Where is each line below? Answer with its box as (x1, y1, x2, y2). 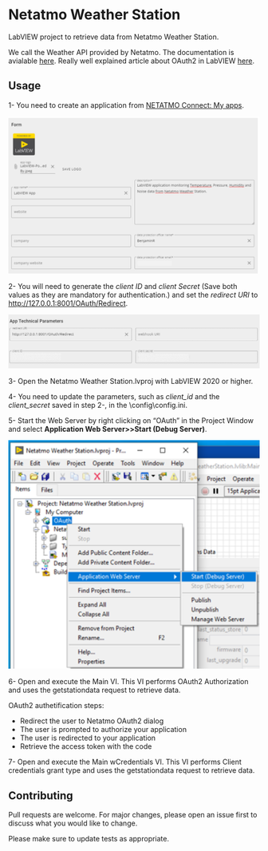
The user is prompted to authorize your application (19, 725, 187, 734)
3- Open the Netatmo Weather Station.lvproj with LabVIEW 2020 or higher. (8, 376, 254, 386)
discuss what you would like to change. (8, 818, 138, 828)
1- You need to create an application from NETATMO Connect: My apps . (8, 100, 245, 109)
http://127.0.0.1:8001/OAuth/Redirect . (8, 298, 128, 308)
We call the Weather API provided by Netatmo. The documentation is (8, 47, 235, 57)
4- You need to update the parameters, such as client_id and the (8, 391, 220, 401)
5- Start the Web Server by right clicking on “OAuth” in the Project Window (8, 415, 254, 425)
